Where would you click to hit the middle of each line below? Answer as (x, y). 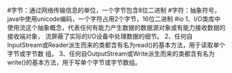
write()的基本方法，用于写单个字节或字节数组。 (74, 62)
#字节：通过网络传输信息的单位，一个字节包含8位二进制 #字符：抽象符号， (114, 10)
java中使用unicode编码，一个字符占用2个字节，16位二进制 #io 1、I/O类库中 (114, 19)
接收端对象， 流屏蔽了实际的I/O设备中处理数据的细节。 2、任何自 (100, 36)
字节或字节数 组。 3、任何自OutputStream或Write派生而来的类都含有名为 (111, 54)
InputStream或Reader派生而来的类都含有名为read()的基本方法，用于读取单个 (116, 45)
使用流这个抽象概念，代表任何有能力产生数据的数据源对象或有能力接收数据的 (116, 27)
